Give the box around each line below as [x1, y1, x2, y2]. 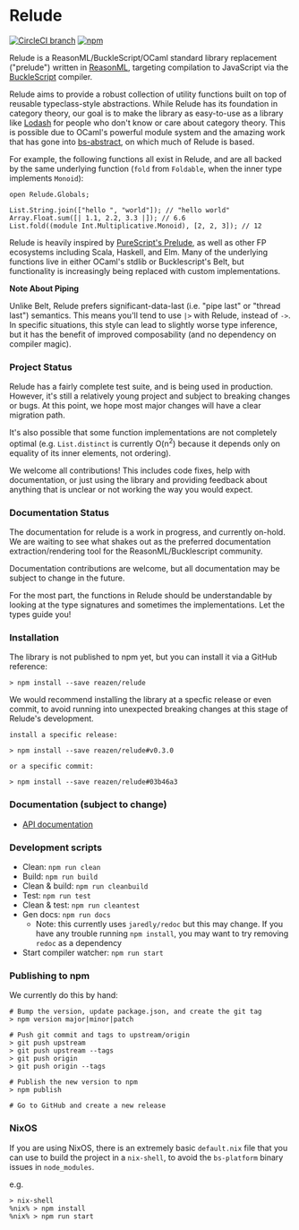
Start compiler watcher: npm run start [21, 947, 164, 959]
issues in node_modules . [9, 1161, 95, 1172]
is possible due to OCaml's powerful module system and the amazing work [9, 126, 286, 137]
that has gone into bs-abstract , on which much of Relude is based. [9, 136, 255, 147]
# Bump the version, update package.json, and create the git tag [9, 1007, 262, 1017]
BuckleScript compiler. [9, 71, 93, 82]
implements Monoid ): [9, 172, 84, 184]
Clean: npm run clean [21, 862, 101, 873]
